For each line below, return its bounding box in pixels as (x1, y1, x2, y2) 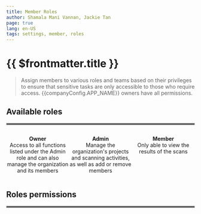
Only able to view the (137, 141, 190, 149)
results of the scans (139, 147, 188, 155)
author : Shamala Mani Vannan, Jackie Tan (6, 14, 111, 20)
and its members (17, 167, 59, 174)
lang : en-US (6, 25, 36, 32)
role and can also (16, 154, 59, 161)
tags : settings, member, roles (6, 31, 84, 37)
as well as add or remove (69, 160, 132, 168)
